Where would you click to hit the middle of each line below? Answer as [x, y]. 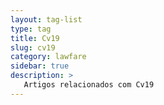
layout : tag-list [46, 19]
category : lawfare [48, 57]
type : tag [31, 29]
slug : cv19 [33, 47]
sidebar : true [40, 66]
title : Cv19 [35, 38]
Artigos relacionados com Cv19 [89, 85]
